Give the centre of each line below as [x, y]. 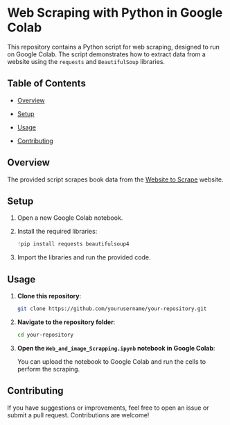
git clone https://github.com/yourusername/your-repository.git [112, 309]
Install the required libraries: [57, 232]
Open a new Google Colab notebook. [70, 218]
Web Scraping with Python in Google [115, 13]
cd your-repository [45, 335]
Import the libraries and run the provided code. [84, 257]
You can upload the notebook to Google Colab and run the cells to [112, 361]
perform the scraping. [48, 369]
